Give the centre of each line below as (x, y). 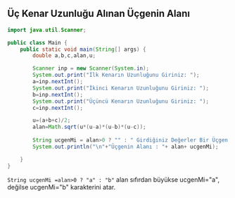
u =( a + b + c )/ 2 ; (52, 120)
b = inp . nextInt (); (58, 94)
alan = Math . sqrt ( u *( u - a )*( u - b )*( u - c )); (89, 127)
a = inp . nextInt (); (58, 82)
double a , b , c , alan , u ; (64, 56)
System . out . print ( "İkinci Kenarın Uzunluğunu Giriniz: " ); (121, 88)
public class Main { (38, 43)
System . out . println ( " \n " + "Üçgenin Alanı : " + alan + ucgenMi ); (126, 147)
